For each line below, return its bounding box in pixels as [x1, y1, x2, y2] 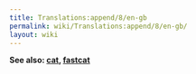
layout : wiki [9, 30, 59, 39]
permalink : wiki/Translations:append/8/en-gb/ [9, 22, 188, 31]
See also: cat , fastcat [9, 55, 90, 66]
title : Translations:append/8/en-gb [9, 13, 147, 23]
